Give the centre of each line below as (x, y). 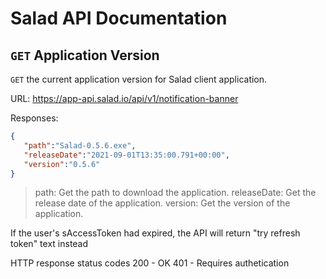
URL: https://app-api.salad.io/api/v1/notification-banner (124, 98)
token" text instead (49, 244)
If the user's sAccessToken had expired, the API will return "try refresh (155, 233)
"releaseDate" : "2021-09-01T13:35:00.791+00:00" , (126, 155)
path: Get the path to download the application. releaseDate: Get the (175, 193)
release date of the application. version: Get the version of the (162, 203)
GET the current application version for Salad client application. (139, 79)
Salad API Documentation (119, 18)
